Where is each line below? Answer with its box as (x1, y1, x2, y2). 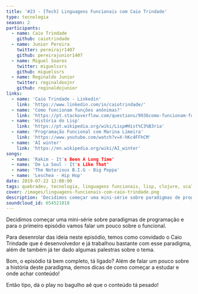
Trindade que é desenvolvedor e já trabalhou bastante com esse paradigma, (6, 240, 192, 247)
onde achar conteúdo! (6, 270, 60, 277)
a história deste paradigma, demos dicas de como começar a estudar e (6, 264, 180, 271)
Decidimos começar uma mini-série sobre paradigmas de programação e (6, 216, 184, 223)
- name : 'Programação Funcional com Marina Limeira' (11, 129, 144, 135)
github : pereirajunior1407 (16, 52, 83, 58)
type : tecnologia (6, 14, 49, 20)
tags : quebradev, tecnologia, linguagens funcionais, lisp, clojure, (6, 183, 181, 189)
